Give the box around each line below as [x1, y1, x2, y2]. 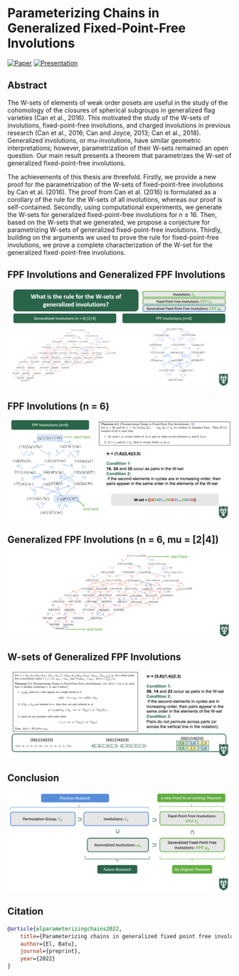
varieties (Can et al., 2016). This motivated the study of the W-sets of [7, 113, 210, 122]
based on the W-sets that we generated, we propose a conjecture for [7, 218, 211, 226]
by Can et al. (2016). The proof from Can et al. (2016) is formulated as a [7, 187, 217, 196]
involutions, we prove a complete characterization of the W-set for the [7, 240, 213, 249]
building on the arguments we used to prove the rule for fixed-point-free [7, 233, 219, 241]
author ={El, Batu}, [20, 940, 78, 948]
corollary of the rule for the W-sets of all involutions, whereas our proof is [7, 195, 223, 203]
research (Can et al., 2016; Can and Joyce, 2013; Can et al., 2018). [7, 128, 201, 137]
